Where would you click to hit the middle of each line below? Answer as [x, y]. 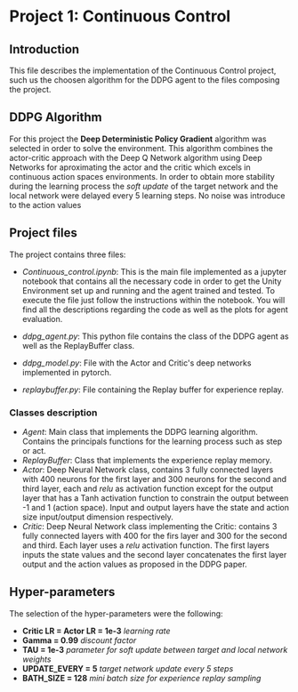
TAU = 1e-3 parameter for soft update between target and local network [155, 649]
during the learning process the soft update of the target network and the [144, 186]
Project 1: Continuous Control [120, 16]
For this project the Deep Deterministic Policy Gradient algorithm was [138, 139]
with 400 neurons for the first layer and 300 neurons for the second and [154, 479]
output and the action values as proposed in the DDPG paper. [134, 564]
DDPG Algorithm [56, 117]
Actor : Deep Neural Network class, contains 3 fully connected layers [148, 470]
